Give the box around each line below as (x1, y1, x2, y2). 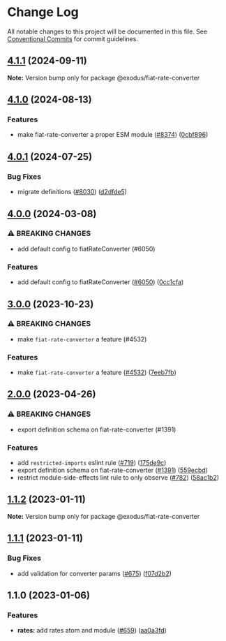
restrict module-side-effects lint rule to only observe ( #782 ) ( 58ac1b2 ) (17, 473, 220, 482)
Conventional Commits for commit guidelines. (7, 34, 138, 43)
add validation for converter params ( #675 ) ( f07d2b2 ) (17, 569, 172, 577)
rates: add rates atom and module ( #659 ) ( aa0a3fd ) (17, 626, 167, 635)
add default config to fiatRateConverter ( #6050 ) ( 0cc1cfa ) (17, 278, 184, 286)
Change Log (7, 4, 79, 20)
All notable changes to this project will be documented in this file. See (7, 27, 208, 36)
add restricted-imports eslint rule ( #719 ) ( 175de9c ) (17, 459, 167, 467)
